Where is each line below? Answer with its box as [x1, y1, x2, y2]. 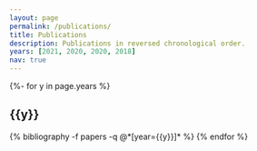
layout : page [9, 13, 59, 23]
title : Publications [9, 30, 88, 39]
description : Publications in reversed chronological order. [9, 38, 246, 48]
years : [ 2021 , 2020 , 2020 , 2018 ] [9, 47, 136, 56]
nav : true [9, 55, 47, 65]
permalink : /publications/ [9, 22, 112, 31]
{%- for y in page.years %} [9, 81, 111, 91]
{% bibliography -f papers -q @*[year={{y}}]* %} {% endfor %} [9, 131, 249, 142]
